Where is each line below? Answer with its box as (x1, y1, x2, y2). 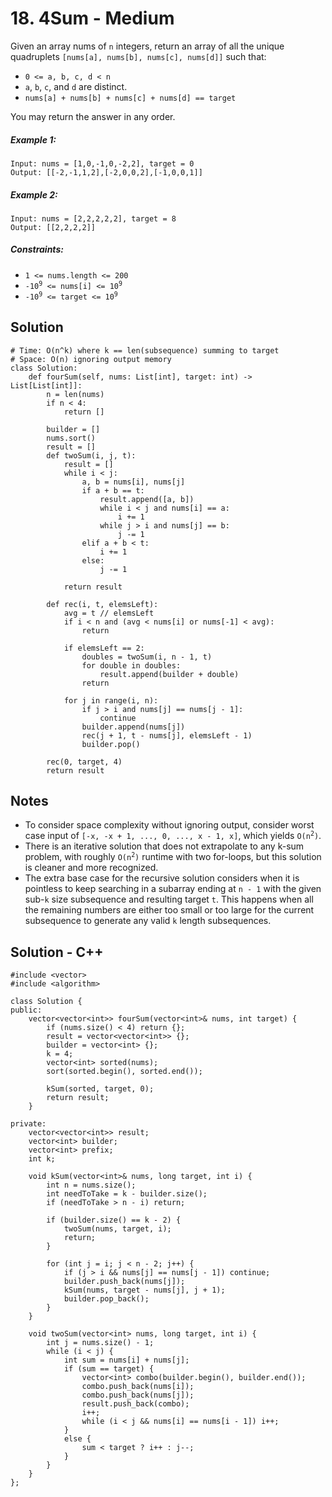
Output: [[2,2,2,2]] (10, 222, 97, 232)
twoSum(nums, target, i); (63, 1224, 172, 1234)
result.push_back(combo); (81, 1399, 190, 1409)
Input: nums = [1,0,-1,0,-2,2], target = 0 (10, 158, 195, 169)
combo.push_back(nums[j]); (81, 1390, 195, 1401)
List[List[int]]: (10, 380, 83, 391)
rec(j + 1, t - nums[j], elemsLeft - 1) (81, 730, 253, 741)
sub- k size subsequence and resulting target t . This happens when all (24, 893, 314, 906)
